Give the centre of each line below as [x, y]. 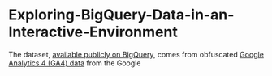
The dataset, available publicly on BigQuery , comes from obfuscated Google [136, 54]
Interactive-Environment [93, 32]
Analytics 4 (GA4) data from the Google [75, 63]
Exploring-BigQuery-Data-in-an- [121, 15]
